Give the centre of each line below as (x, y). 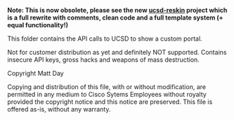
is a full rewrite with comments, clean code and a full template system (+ (115, 18)
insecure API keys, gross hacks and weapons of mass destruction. (104, 60)
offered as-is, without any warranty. (59, 109)
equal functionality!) (38, 25)
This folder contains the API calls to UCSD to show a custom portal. (105, 39)
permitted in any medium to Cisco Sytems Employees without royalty (107, 94)
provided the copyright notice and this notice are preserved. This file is (110, 102)
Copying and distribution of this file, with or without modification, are (106, 87)
